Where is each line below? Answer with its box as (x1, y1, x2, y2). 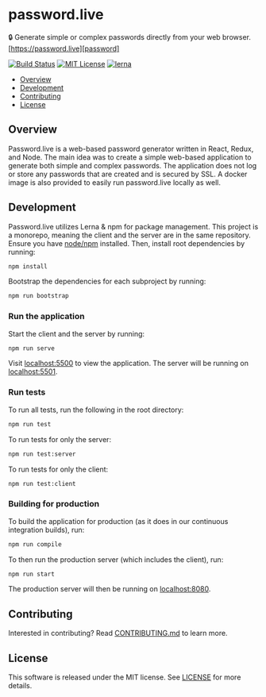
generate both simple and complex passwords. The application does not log (8, 160, 257, 170)
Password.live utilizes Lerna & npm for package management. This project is (8, 221, 259, 231)
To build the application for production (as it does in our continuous (8, 516, 229, 526)
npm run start (8, 570, 56, 578)
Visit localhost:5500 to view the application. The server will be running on (8, 359, 249, 368)
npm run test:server (8, 450, 77, 458)
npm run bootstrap (8, 292, 69, 300)
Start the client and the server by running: (8, 329, 145, 338)
